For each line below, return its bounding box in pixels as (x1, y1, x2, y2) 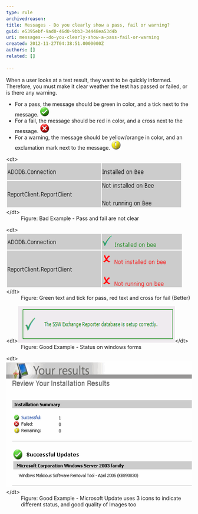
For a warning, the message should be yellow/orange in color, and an (14, 134, 183, 141)
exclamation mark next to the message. (14, 144, 111, 151)
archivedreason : (6, 15, 46, 22)
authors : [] (6, 47, 35, 53)
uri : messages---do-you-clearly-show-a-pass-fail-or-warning (6, 34, 160, 41)
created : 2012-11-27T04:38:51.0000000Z (6, 41, 104, 47)
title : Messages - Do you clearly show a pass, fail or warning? (6, 22, 170, 28)
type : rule (6, 9, 33, 15)
